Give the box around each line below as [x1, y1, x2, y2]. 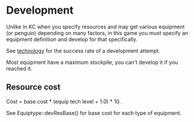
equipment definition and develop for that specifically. [6, 36, 138, 43]
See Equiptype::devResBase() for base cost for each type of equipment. [6, 109, 182, 116]
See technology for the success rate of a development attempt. [6, 47, 161, 54]
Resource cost [6, 82, 61, 92]
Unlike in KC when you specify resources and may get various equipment [6, 23, 185, 30]
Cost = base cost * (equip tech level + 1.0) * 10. [6, 98, 121, 105]
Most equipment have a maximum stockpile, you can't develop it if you [6, 59, 179, 66]
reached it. [6, 65, 33, 72]
